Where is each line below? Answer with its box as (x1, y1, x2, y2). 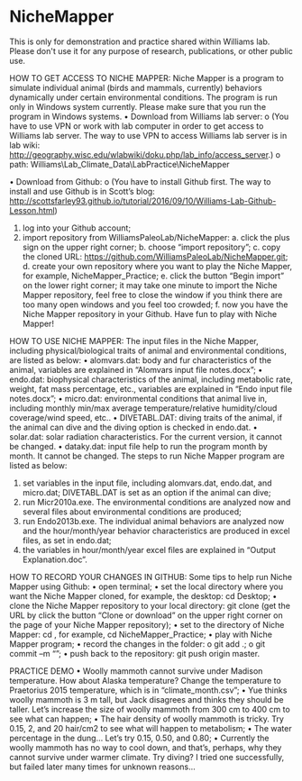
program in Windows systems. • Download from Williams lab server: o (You (9, 111, 289, 122)
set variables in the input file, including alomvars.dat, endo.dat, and (22, 477, 272, 488)
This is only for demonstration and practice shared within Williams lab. (9, 36, 270, 47)
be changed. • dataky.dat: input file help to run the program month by (9, 440, 268, 451)
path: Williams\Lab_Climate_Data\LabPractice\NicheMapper (9, 159, 230, 169)
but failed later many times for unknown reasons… (9, 761, 196, 772)
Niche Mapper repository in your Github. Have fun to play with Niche (22, 308, 278, 319)
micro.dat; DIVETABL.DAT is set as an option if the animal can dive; (22, 486, 271, 497)
